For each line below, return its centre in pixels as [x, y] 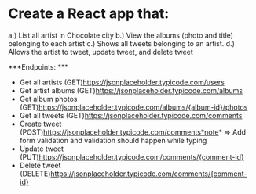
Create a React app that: [89, 14]
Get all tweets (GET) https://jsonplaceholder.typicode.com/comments [131, 115]
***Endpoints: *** [38, 66]
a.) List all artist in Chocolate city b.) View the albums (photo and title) [121, 35]
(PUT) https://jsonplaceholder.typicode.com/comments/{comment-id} [132, 156]
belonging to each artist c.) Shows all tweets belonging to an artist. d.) [122, 43]
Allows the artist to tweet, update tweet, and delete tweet [101, 52]
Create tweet [40, 124]
